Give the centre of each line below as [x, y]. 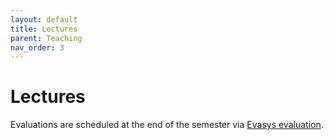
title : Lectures [44, 29]
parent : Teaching [46, 38]
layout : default [44, 19]
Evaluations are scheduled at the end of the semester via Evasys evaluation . [167, 125]
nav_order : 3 [37, 47]
